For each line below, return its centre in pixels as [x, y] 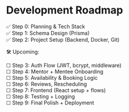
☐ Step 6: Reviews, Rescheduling [47, 84]
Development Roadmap [65, 10]
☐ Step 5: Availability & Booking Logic [52, 77]
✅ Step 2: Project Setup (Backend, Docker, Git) [63, 39]
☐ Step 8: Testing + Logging [41, 96]
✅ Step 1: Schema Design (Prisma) [48, 33]
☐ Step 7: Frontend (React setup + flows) [56, 90]
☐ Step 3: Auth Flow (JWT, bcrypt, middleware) [64, 65]
